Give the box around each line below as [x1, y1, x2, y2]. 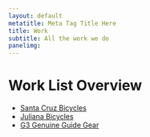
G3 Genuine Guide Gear [19, 120, 99, 130]
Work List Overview [8, 77, 143, 95]
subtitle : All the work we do [8, 34, 110, 43]
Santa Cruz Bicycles [19, 103, 87, 113]
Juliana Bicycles [19, 112, 74, 122]
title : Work [8, 27, 48, 35]
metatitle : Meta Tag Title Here [8, 19, 116, 27]
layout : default [8, 11, 63, 20]
